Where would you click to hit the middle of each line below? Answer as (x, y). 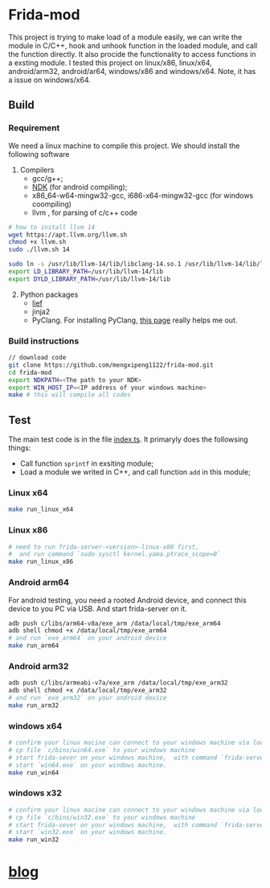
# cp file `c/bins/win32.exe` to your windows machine (102, 817)
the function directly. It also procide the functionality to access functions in (132, 54)
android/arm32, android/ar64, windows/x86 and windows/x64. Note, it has (132, 71)
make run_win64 (34, 773)
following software (39, 154)
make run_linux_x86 (41, 562)
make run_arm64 (34, 646)
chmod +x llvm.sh (37, 242)
